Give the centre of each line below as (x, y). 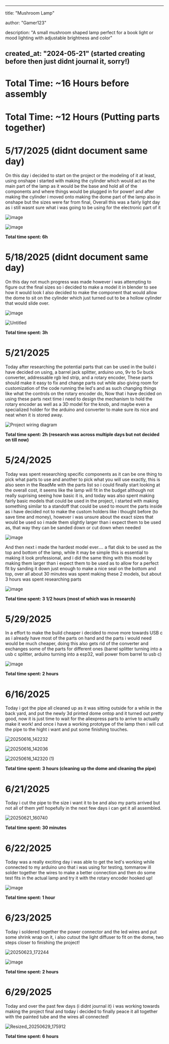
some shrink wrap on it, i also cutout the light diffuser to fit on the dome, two (84, 937)
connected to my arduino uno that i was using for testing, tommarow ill (78, 867)
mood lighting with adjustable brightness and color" (59, 38)
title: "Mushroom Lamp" (30, 13)
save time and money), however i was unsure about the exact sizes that (79, 517)
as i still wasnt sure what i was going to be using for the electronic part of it (83, 207)
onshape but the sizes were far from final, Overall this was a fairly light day (82, 202)
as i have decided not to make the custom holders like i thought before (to (82, 511)
